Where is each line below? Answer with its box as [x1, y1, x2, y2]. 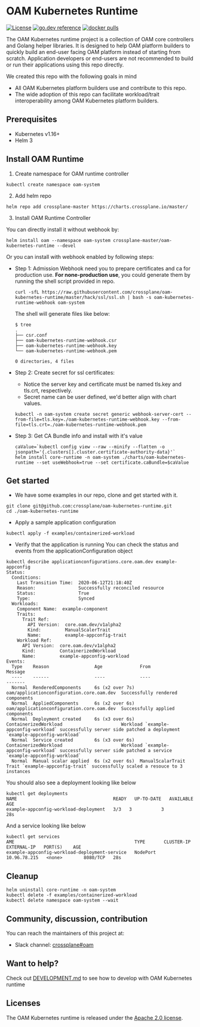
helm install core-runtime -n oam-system [14, 454, 119, 460]
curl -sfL [14, 289, 40, 295]
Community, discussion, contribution [6, 914, 148, 924]
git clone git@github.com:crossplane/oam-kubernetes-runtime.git [6, 503, 172, 509]
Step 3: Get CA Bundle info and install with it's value [14, 432, 143, 439]
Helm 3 [14, 137, 33, 144]
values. [23, 400, 42, 407]
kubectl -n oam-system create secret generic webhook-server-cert [14, 411, 184, 417]
